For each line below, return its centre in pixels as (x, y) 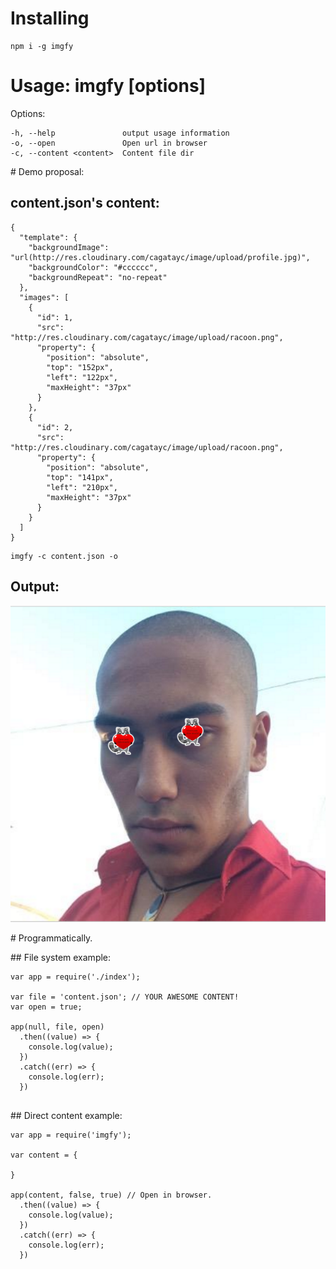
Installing (50, 18)
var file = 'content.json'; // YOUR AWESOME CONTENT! (125, 997)
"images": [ (44, 297)
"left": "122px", (82, 377)
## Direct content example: (66, 1116)
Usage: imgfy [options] (108, 86)
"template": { (48, 237)
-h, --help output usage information (120, 133)
